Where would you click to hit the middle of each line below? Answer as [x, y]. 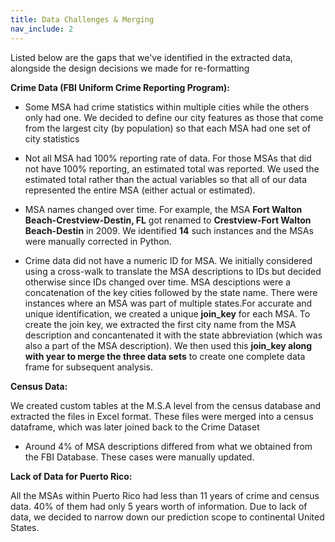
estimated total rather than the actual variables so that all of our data [166, 179]
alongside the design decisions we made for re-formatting [130, 68]
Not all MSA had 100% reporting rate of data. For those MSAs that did [168, 158]
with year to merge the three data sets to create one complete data [165, 356]
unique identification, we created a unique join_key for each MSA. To [167, 313]
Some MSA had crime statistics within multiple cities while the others [167, 107]
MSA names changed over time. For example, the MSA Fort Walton [163, 209]
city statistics [52, 138]
